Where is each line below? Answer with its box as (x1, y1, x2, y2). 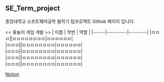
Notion (5, 71, 19, 77)
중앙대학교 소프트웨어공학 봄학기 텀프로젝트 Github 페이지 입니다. (5, 18, 135, 24)
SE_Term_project (5, 4, 60, 13)
